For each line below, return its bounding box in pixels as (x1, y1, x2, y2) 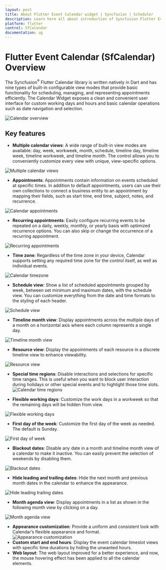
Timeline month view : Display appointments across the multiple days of (12, 317, 160, 323)
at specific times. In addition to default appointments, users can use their (12, 182, 161, 188)
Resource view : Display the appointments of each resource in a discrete (12, 347, 160, 352)
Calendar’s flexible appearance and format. (12, 529, 100, 535)
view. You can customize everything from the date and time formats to (12, 293, 156, 299)
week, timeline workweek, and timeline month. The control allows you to (12, 153, 160, 159)
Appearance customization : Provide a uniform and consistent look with (12, 524, 159, 529)
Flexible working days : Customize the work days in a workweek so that (12, 396, 159, 402)
